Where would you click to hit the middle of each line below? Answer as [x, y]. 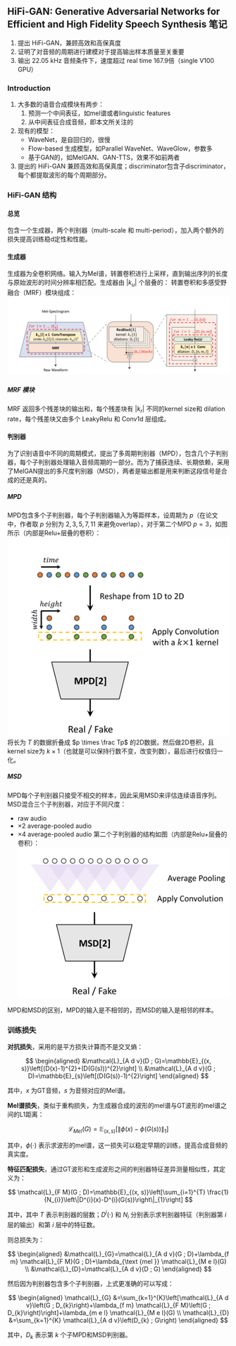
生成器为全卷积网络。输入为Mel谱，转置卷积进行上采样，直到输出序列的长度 [118, 274]
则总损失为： [26, 1239]
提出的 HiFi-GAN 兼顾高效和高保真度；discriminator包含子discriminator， [123, 166]
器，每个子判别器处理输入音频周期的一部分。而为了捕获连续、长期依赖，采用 [118, 462]
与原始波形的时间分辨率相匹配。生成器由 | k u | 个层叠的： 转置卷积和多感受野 [117, 283]
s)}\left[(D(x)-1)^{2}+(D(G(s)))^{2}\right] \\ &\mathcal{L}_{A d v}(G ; [118, 1069]
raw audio [32, 818]
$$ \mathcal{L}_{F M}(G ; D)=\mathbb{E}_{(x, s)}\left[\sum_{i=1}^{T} [107, 1192]
